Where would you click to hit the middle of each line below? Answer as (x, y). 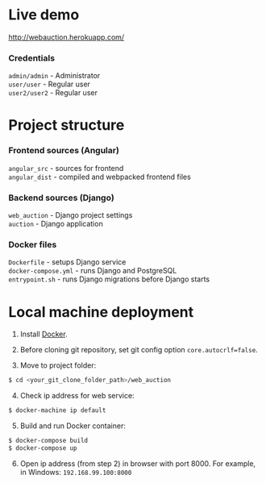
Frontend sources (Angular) (64, 151)
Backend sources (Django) (61, 198)
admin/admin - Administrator (54, 76)
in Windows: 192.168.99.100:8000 (76, 472)
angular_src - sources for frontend (66, 168)
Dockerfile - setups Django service (67, 262)
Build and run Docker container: (73, 426)
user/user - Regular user (50, 84)
